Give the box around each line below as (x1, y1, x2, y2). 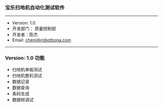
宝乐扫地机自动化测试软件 (5, 4, 65, 11)
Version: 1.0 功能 (5, 54, 45, 61)
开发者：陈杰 (12, 32, 38, 38)
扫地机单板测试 (12, 67, 42, 72)
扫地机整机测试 (12, 72, 42, 78)
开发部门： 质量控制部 (12, 26, 56, 32)
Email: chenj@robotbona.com (12, 37, 71, 43)
